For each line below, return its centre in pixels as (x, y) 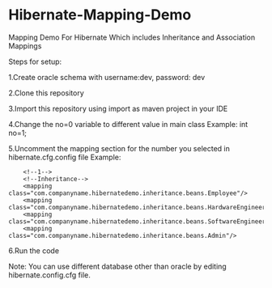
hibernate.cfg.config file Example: (65, 157)
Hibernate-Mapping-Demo (100, 15)
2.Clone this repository (47, 93)
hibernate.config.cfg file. (49, 275)
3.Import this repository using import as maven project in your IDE (118, 108)
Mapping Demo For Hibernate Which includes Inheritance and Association (132, 37)
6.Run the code (34, 250)
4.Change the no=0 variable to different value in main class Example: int (128, 124)
